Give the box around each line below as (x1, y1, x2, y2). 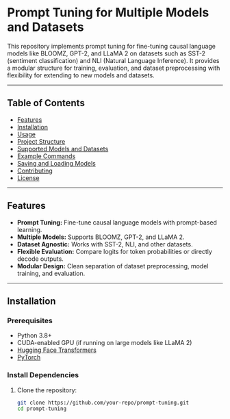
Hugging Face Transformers (16, 346, 97, 354)
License (16, 173, 40, 182)
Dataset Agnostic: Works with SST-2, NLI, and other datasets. (16, 240, 193, 248)
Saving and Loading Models (16, 159, 96, 167)
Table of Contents (7, 97, 86, 109)
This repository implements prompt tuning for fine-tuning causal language (7, 42, 216, 50)
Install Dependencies (7, 370, 79, 380)
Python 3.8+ (16, 331, 53, 340)
